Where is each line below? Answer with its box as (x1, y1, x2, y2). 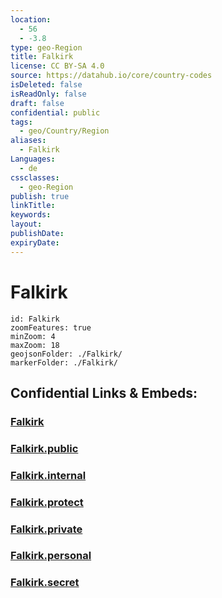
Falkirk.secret (10, 576, 80, 590)
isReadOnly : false (10, 89, 87, 99)
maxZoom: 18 (10, 340, 60, 350)
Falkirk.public (10, 441, 79, 455)
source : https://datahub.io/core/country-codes (10, 71, 213, 81)
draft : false (10, 98, 65, 108)
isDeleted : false (10, 80, 83, 90)
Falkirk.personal (10, 549, 92, 563)
